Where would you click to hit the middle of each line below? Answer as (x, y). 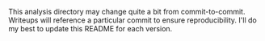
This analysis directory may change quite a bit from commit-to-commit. (127, 12)
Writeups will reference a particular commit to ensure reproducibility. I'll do (132, 20)
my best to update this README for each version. (90, 29)
